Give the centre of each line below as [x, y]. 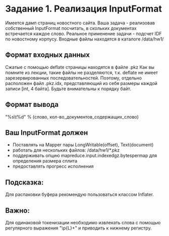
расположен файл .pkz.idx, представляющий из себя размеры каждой [81, 83]
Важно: [18, 210]
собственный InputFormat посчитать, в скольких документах [71, 28]
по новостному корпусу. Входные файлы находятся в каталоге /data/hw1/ [84, 39]
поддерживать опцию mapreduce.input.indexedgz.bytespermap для [85, 155]
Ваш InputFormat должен [47, 132]
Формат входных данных [47, 55]
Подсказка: [24, 182]
